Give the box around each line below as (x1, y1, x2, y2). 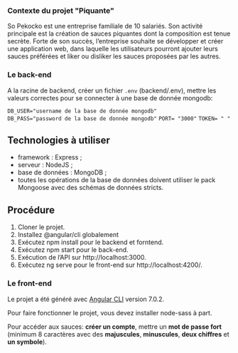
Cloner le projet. (17, 223, 65, 231)
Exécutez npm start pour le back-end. (17, 246, 129, 254)
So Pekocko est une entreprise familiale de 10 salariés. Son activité (7, 22, 203, 31)
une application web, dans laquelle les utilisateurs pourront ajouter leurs (7, 45, 218, 53)
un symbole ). (7, 337, 48, 346)
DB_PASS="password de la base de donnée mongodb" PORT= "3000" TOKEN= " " (7, 115, 231, 122)
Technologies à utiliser (7, 134, 110, 146)
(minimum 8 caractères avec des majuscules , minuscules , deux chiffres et (7, 330, 229, 338)
